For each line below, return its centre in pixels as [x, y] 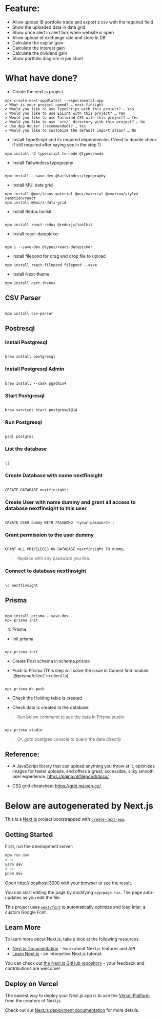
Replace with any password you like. [54, 558]
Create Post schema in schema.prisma [51, 661]
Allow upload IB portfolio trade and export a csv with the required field [83, 22]
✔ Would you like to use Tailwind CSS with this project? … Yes [72, 118]
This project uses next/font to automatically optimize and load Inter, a [75, 907]
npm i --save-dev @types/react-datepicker [49, 247]
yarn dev [14, 864]
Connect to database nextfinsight [46, 571]
